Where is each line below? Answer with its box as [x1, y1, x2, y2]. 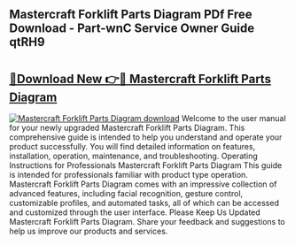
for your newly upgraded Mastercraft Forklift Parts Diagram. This [9, 123, 245, 133]
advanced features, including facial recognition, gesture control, [9, 188, 244, 198]
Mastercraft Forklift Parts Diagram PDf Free [9, 7, 252, 22]
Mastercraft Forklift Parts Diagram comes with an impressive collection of [9, 179, 277, 189]
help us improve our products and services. [9, 226, 168, 236]
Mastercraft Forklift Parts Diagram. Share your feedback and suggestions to [9, 217, 285, 226]
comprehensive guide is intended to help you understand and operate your [9, 132, 283, 142]
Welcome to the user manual [181, 113, 286, 123]
